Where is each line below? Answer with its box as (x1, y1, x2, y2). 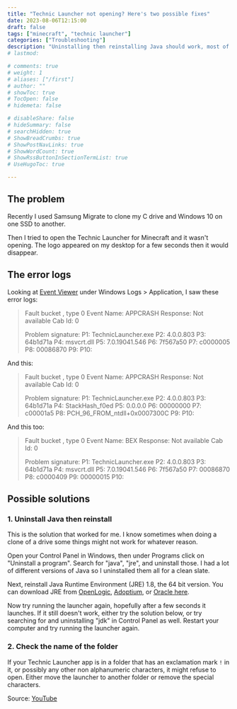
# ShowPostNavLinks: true (7, 141, 83, 149)
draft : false (7, 23, 46, 30)
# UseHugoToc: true (7, 161, 65, 168)
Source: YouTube (7, 694, 58, 703)
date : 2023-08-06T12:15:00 (7, 17, 87, 24)
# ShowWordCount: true (7, 148, 74, 155)
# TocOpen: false (7, 96, 59, 103)
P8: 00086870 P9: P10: (24, 345, 93, 354)
